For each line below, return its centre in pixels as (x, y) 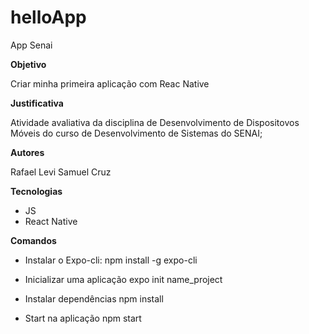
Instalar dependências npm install (94, 298)
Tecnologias (36, 191)
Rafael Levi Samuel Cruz (61, 172)
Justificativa (37, 103)
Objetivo (28, 64)
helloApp (48, 17)
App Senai (31, 45)
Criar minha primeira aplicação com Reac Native (110, 83)
